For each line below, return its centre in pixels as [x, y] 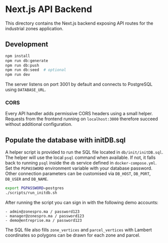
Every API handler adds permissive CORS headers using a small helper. [79, 114]
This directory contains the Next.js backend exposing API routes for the [79, 23]
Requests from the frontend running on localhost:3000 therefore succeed [82, 119]
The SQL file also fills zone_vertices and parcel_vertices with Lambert [79, 229]
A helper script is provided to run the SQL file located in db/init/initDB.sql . [84, 152]
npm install [18, 56]
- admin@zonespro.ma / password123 [43, 212]
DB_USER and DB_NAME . [27, 179]
